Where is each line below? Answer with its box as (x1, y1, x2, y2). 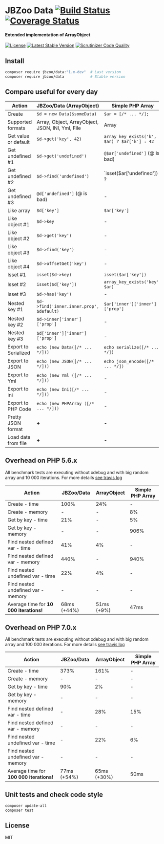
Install (5, 57, 24, 65)
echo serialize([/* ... (103, 345, 160, 350)
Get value (7, 132, 30, 139)
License (5, 822, 30, 830)
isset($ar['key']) (103, 272, 147, 277)
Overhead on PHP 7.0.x (5, 623, 77, 631)
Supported (7, 118, 32, 125)
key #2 (7, 321, 23, 328)
